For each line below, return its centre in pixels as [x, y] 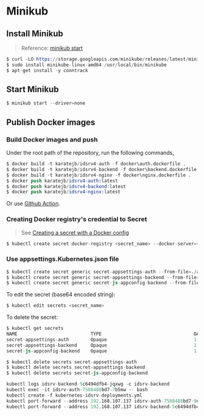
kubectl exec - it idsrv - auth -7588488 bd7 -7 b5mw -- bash [77, 390]
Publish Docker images [51, 122]
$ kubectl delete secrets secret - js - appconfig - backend [77, 373]
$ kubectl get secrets [35, 329]
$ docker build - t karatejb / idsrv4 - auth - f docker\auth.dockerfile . [96, 164]
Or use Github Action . [33, 204]
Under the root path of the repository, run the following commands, [90, 153]
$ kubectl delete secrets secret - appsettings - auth [72, 362]
